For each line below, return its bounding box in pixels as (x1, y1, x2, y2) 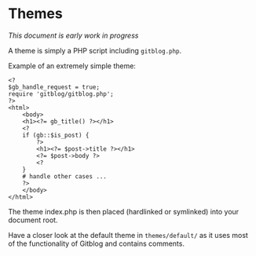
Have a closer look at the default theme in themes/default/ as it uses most (8, 230, 249, 240)
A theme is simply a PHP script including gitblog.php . (8, 46, 182, 55)
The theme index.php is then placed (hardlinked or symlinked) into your (8, 207, 240, 216)
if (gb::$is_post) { (22, 131, 90, 139)
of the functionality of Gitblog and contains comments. (8, 239, 185, 248)
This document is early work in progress (8, 31, 139, 40)
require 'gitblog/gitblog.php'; (8, 90, 114, 98)
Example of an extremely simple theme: (8, 60, 136, 71)
